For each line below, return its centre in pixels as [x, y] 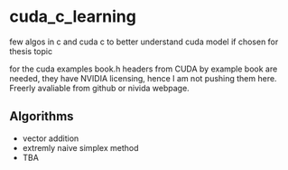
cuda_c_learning [73, 17]
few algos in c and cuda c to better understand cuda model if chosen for [144, 42]
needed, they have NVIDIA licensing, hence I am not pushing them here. [143, 78]
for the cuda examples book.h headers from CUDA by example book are [144, 69]
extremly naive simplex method [80, 147]
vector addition [51, 138]
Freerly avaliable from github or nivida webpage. [99, 88]
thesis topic [31, 51]
